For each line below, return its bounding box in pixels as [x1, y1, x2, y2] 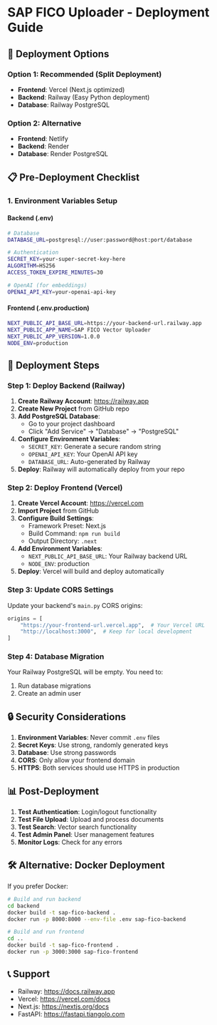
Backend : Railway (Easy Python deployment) [17, 93, 150, 101]
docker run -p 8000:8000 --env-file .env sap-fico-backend [7, 915, 186, 923]
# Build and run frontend [7, 928, 84, 936]
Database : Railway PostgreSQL [17, 101, 110, 109]
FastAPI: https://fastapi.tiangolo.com [17, 1009, 125, 1018]
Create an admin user [17, 689, 82, 698]
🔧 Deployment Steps [7, 359, 100, 371]
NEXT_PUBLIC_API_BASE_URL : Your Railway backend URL [28, 552, 188, 560]
